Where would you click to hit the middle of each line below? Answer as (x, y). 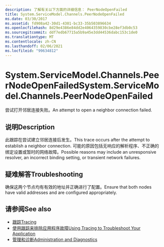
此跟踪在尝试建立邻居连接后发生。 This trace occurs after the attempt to (78, 140)
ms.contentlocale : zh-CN (31, 42)
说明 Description (30, 127)
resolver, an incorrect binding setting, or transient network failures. (73, 158)
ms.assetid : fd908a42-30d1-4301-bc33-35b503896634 (58, 23)
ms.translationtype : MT (30, 37)
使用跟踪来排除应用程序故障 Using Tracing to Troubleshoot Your (76, 228)
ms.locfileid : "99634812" (32, 51)
